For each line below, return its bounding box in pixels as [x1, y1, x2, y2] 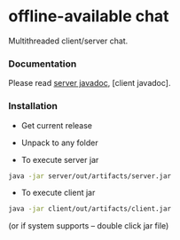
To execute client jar [20, 188, 96, 198]
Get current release [20, 120, 92, 130]
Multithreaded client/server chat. [8, 35, 129, 46]
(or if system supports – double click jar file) [8, 221, 169, 231]
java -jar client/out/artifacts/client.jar [8, 205, 172, 213]
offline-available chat [8, 6, 169, 27]
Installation [8, 100, 59, 112]
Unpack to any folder [20, 137, 98, 148]
